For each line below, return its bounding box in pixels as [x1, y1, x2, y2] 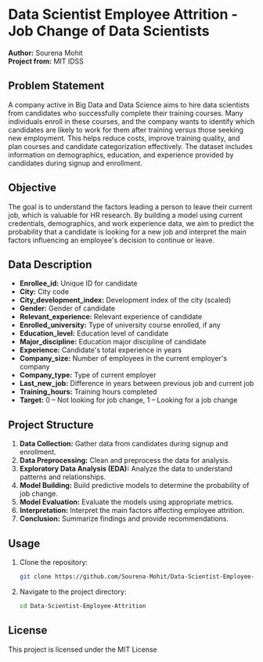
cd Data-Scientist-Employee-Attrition [19, 602, 146, 609]
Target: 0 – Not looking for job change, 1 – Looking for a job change [19, 395, 238, 405]
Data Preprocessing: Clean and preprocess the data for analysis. [19, 456, 231, 465]
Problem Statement [8, 79, 105, 93]
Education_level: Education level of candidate [19, 329, 169, 338]
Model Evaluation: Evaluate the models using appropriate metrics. [19, 497, 234, 507]
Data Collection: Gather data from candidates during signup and [19, 439, 229, 449]
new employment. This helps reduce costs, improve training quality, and [8, 133, 240, 143]
